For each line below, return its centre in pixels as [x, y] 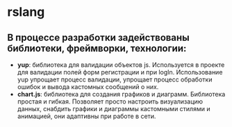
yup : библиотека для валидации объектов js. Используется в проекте [121, 65]
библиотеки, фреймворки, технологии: [97, 48]
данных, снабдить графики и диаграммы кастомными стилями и [114, 109]
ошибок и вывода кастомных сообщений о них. [88, 87]
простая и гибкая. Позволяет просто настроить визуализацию [110, 101]
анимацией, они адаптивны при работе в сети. [86, 116]
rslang [26, 12]
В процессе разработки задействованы [98, 38]
